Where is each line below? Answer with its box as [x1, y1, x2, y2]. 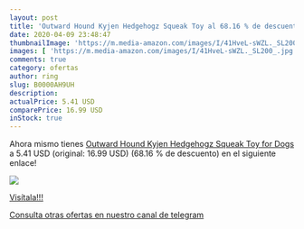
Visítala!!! [9, 192, 43, 203]
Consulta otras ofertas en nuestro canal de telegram [9, 209, 204, 221]
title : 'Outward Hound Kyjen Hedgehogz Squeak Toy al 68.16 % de [9, 22, 261, 31]
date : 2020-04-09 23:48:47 [9, 30, 111, 39]
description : [9, 88, 59, 97]
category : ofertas [9, 64, 79, 73]
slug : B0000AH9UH [9, 80, 75, 89]
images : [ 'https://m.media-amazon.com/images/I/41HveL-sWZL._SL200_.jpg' [9, 47, 298, 56]
